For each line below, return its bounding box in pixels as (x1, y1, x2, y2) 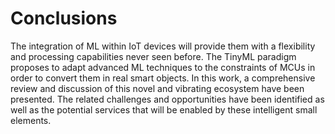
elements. (10, 114, 52, 126)
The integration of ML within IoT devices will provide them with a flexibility (10, 40, 316, 52)
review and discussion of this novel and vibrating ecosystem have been (10, 82, 305, 94)
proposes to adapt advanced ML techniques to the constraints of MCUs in (10, 61, 316, 73)
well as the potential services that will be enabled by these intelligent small (10, 103, 318, 116)
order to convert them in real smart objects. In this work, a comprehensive (10, 72, 316, 84)
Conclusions (10, 7, 118, 30)
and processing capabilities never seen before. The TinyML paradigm (10, 50, 297, 62)
